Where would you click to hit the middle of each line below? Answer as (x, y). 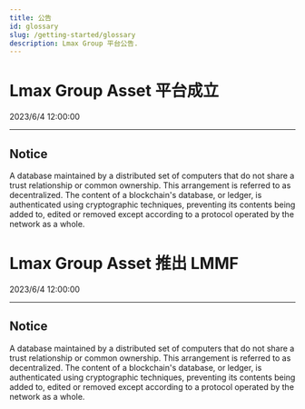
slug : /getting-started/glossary (73, 35)
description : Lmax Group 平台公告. (74, 43)
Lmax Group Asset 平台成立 (114, 91)
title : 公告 (30, 18)
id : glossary (34, 26)
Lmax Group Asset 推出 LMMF (124, 264)
